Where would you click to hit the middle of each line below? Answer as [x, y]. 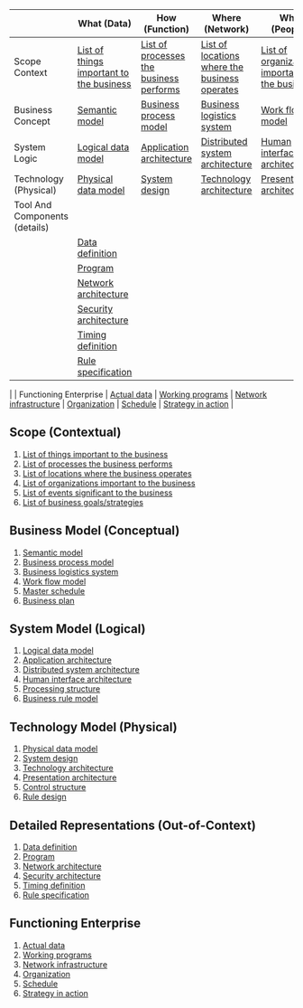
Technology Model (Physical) [93, 727]
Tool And [33, 205]
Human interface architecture [77, 679]
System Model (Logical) [78, 629]
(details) [32, 227]
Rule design [44, 797]
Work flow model [54, 581]
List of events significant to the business [97, 493]
